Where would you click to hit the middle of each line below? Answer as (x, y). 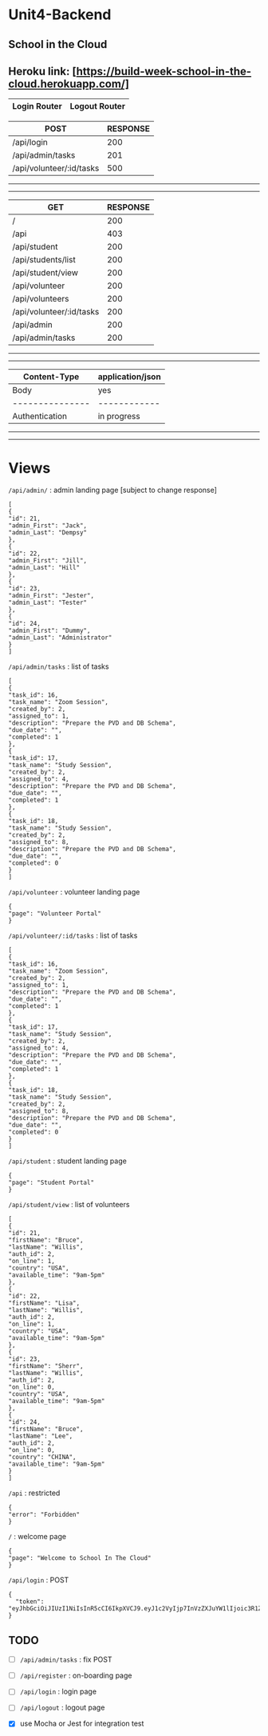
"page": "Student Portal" (51, 1183)
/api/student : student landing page (68, 1161)
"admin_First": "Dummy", (49, 631)
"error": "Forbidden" (44, 1515)
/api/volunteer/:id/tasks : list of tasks (73, 936)
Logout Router (98, 106)
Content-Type (51, 377)
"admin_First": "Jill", (48, 561)
